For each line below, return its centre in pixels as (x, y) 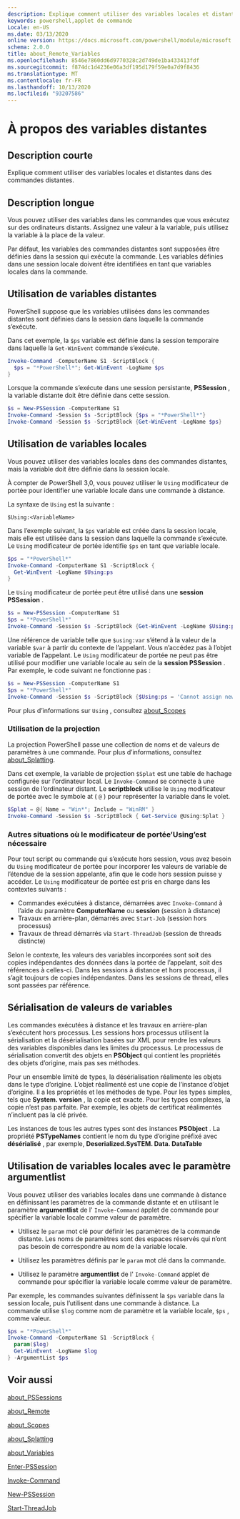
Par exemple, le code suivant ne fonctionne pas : (79, 670)
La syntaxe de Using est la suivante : (61, 504)
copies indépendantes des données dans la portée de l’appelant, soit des (115, 962)
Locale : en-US (29, 27)
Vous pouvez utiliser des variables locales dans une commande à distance (117, 1195)
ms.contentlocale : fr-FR (44, 80)
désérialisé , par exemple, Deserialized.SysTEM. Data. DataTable (105, 1143)
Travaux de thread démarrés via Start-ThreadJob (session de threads (120, 933)
